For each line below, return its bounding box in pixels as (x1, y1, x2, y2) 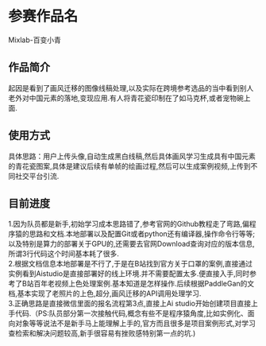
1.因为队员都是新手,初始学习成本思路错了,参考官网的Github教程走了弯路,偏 (8, 220, 250, 229)
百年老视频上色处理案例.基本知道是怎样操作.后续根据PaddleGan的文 (33, 279, 255, 289)
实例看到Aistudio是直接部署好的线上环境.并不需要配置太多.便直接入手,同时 (8, 269, 250, 278)
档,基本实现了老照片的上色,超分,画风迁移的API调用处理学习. (8, 289, 202, 298)
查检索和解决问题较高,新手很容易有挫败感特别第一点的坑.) (8, 329, 196, 338)
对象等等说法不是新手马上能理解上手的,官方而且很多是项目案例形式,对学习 (14, 319, 256, 329)
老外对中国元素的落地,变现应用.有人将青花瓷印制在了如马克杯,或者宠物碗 (8, 93, 245, 103)
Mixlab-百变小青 (8, 35, 61, 45)
